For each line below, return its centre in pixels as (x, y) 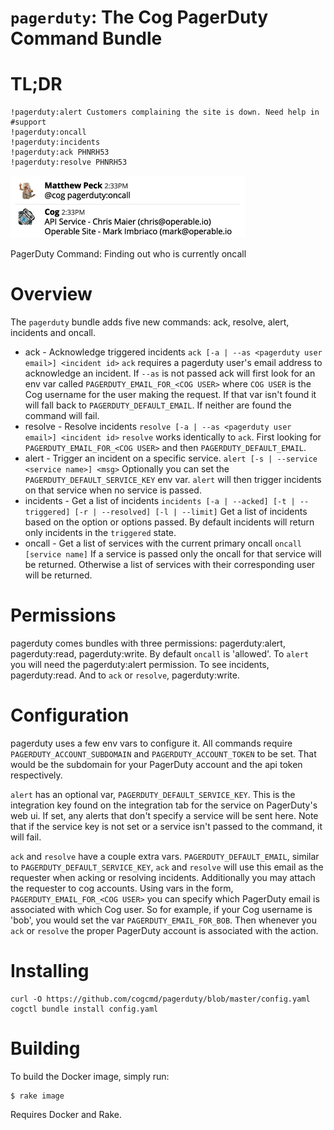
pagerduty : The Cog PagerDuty (139, 17)
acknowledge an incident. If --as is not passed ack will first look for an (170, 373)
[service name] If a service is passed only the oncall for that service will (173, 554)
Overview (51, 294)
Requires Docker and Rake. (66, 1114)
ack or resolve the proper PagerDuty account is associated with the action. (164, 930)
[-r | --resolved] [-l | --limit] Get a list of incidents (191, 512)
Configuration (70, 715)
